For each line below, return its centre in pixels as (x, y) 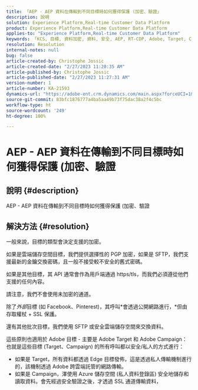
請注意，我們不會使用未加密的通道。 (50, 294)
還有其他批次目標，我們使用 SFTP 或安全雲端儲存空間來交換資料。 (86, 327)
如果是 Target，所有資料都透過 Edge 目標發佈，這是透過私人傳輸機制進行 (103, 359)
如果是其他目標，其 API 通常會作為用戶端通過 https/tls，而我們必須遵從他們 (97, 274)
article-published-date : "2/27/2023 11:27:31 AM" (68, 77)
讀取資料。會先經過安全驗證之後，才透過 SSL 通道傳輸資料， (88, 381)
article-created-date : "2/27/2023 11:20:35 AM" (66, 66)
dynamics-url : (24, 94)
